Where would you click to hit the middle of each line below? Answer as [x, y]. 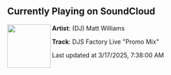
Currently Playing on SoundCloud [81, 11]
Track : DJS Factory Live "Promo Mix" [106, 42]
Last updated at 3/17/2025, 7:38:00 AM [108, 55]
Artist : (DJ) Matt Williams [88, 28]
